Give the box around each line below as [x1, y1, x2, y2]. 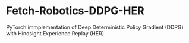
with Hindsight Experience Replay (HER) [6, 29, 104, 37]
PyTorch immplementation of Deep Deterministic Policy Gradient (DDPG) [6, 24, 184, 31]
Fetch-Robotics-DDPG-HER [6, 4, 144, 18]
